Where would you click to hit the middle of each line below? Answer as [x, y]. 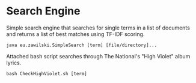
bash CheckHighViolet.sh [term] [47, 73]
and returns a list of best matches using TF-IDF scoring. [75, 34]
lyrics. [14, 63]
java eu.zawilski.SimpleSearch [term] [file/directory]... [82, 45]
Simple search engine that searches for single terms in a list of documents [98, 28]
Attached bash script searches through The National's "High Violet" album [98, 56]
